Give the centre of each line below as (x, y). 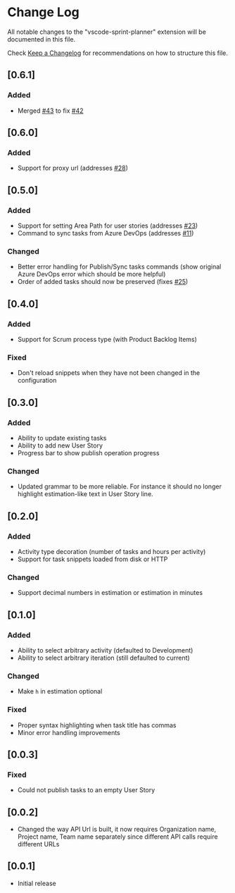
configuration (37, 381)
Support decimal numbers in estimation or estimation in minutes (110, 593)
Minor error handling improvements (69, 732)
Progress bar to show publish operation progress (88, 452)
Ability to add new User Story (60, 445)
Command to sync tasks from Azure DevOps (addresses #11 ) (106, 233)
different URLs (38, 844)
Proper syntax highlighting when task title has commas (97, 725)
